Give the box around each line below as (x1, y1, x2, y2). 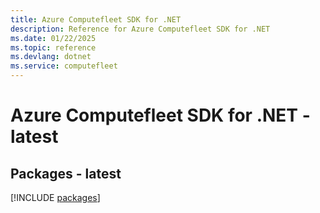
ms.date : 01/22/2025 (10, 33, 97, 43)
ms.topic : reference (10, 42, 97, 53)
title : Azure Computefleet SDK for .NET (10, 14, 182, 25)
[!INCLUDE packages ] (10, 192, 101, 203)
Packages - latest (10, 165, 122, 182)
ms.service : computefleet (10, 61, 118, 71)
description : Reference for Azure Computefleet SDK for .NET (10, 24, 271, 34)
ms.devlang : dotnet (10, 52, 92, 62)
